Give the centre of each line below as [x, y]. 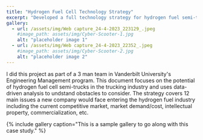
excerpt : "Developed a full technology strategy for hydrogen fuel [93, 17]
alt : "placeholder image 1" [52, 40]
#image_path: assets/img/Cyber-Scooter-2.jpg [76, 51]
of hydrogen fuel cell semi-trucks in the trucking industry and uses [89, 87]
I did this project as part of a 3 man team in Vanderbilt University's [89, 74]
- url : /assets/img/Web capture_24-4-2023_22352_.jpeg [82, 46]
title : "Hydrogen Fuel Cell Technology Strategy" [70, 12]
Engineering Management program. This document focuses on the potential [101, 80]
